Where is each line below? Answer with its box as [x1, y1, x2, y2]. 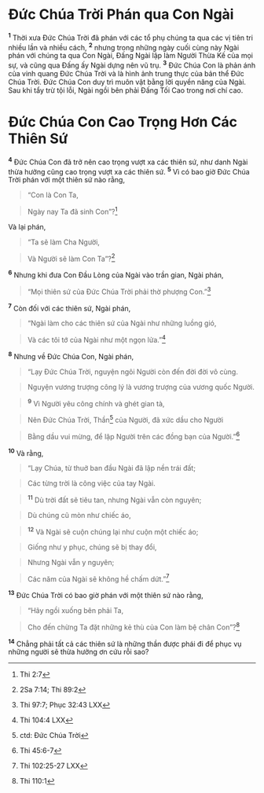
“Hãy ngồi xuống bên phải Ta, [27, 606, 124, 615]
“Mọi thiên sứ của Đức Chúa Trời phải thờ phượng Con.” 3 [27, 285, 211, 296]
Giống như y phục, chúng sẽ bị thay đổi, [27, 542, 157, 552]
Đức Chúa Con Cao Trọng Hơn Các [8, 113, 238, 131]
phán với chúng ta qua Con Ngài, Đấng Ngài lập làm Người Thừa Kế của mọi [8, 51, 254, 61]
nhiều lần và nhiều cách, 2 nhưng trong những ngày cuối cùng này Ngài [8, 41, 240, 52]
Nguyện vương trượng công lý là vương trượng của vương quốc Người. [27, 382, 255, 391]
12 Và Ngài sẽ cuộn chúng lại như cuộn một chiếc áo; [27, 526, 199, 536]
